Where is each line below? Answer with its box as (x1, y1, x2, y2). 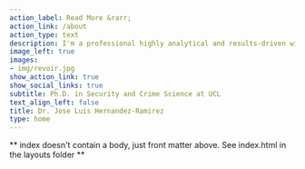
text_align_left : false (9, 97, 100, 107)
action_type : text (9, 30, 79, 39)
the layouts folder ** (9, 149, 85, 160)
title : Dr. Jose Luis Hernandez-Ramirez (9, 106, 165, 115)
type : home (9, 114, 51, 124)
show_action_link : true (9, 73, 100, 82)
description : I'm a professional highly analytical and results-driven (9, 38, 286, 48)
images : (9, 55, 39, 65)
